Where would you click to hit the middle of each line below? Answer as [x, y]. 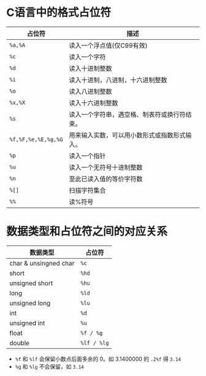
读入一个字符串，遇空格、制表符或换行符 [127, 114]
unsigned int [27, 323]
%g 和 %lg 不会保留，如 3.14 [49, 366]
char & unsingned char [42, 263]
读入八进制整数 [90, 91]
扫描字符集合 [87, 190]
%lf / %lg [95, 343]
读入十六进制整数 [93, 103]
